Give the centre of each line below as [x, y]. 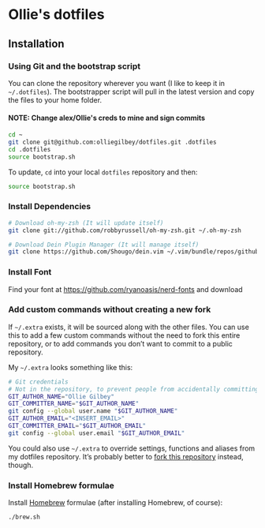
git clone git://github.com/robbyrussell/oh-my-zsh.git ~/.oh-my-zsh [125, 230]
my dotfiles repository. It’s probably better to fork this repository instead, [126, 456]
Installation [36, 44]
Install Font [30, 272]
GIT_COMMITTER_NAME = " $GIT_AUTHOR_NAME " [74, 404]
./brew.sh [24, 517]
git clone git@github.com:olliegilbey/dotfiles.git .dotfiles [112, 142]
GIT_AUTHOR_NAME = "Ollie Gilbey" [61, 396]
